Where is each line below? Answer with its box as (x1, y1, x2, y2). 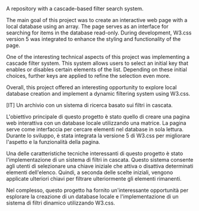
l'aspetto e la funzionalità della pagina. (6, 138, 100, 145)
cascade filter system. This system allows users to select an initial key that (6, 59, 189, 67)
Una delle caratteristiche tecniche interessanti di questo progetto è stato (6, 150, 183, 157)
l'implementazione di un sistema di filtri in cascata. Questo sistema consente (6, 156, 194, 163)
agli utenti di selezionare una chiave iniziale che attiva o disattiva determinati (6, 163, 194, 169)
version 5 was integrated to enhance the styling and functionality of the (6, 36, 181, 42)
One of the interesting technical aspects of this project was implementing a (6, 53, 190, 60)
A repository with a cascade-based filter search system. (6, 5, 144, 12)
